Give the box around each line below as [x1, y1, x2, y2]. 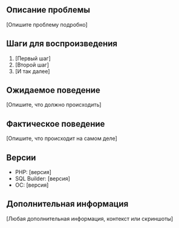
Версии [6, 152, 36, 163]
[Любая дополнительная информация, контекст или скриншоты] [6, 215, 174, 222]
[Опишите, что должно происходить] [6, 101, 102, 109]
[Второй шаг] [15, 61, 50, 69]
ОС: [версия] [15, 181, 49, 189]
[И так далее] [15, 67, 50, 75]
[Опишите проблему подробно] [6, 21, 88, 28]
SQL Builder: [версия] [15, 175, 71, 183]
